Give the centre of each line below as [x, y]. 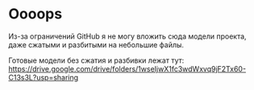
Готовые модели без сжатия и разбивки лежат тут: [96, 60]
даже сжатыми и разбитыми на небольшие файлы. [96, 44]
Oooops [35, 14]
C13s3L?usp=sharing [44, 77]
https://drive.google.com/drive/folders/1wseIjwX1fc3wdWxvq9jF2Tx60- [127, 68]
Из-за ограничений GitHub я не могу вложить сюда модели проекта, [128, 36]
